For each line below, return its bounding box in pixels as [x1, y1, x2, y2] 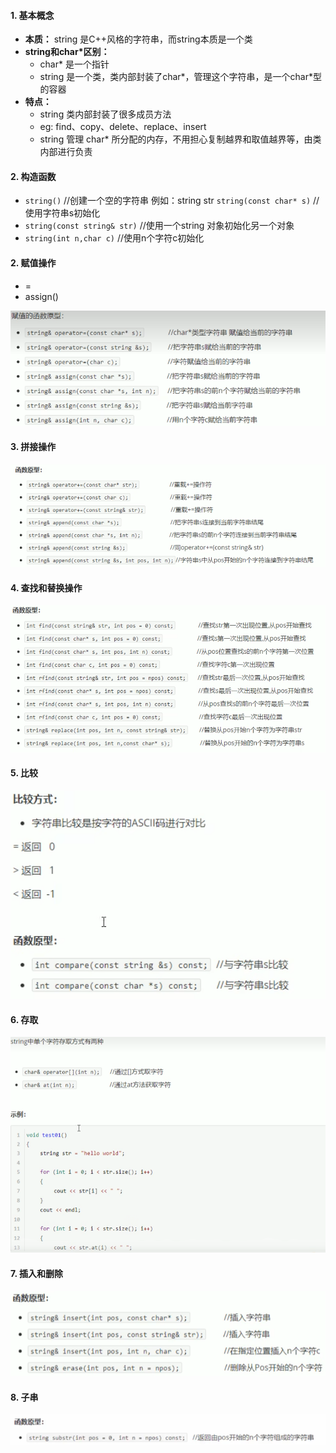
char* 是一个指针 [39, 58, 110, 70]
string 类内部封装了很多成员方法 [39, 108, 172, 120]
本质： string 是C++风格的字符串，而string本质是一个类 [24, 33, 253, 45]
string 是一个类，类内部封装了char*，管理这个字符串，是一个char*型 [39, 71, 322, 83]
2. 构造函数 [10, 170, 57, 182]
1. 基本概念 [10, 9, 55, 21]
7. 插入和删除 [10, 1268, 63, 1279]
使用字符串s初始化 [24, 207, 101, 219]
